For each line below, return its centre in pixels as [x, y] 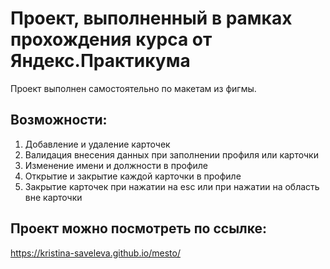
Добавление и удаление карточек [97, 144]
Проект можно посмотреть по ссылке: [139, 228]
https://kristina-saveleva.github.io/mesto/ [95, 253]
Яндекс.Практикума [100, 61]
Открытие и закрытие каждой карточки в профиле [133, 176]
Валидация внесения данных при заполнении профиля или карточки [171, 154]
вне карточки [53, 197]
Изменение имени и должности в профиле [116, 165]
